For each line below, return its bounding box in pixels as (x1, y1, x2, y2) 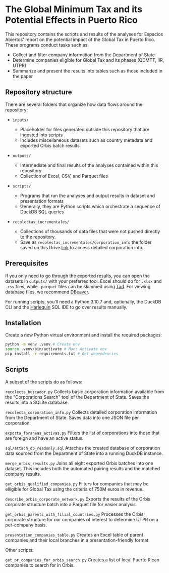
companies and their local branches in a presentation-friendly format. (5, 537, 150, 543)
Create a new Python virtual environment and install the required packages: (5, 332, 162, 338)
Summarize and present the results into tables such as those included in (12, 67, 163, 74)
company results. (5, 471, 41, 477)
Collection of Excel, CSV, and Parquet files (20, 173, 108, 179)
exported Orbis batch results (20, 142, 80, 148)
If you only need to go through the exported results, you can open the (5, 273, 150, 279)
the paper (12, 73, 33, 79)
